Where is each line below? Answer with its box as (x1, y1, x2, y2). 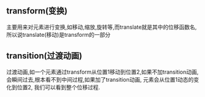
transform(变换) (6, 6, 68, 17)
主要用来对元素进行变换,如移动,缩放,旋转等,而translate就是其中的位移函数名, (6, 23, 197, 31)
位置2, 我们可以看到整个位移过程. (17, 83, 100, 91)
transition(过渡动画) (6, 51, 83, 61)
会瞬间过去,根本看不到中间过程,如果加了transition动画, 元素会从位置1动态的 (6, 76, 194, 83)
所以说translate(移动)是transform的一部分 (6, 31, 111, 38)
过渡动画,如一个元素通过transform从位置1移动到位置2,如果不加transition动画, (6, 68, 199, 76)
